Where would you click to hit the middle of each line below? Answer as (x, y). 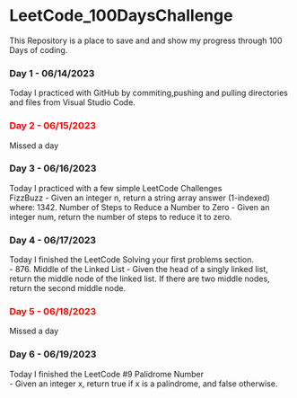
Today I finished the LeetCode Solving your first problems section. (131, 260)
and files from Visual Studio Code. (73, 102)
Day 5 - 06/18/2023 (53, 312)
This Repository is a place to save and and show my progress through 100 (146, 40)
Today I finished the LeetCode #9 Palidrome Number (107, 374)
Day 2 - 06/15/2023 (53, 126)
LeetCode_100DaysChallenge (121, 16)
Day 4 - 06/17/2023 (53, 240)
